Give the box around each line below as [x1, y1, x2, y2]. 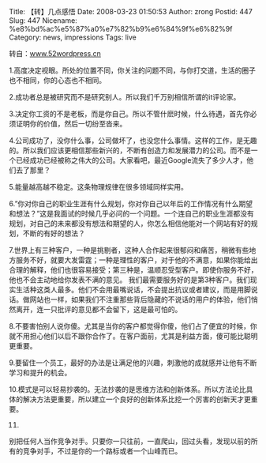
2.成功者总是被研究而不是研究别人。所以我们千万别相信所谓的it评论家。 [9, 92, 241, 101]
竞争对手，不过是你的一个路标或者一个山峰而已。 [22, 446, 182, 456]
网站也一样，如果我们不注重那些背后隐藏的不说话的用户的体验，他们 [29, 295, 251, 304]
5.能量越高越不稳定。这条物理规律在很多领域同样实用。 [9, 183, 188, 191]
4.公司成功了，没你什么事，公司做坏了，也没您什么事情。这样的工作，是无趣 [9, 136, 257, 145]
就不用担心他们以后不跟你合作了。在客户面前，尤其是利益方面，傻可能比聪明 [9, 331, 258, 341]
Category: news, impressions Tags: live [9, 32, 137, 42]
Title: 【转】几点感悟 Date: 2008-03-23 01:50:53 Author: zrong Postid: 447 [9, 7, 253, 16]
